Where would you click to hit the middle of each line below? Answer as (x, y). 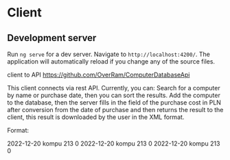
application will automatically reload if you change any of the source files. (111, 62)
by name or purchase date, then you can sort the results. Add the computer (114, 95)
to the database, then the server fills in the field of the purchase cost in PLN (114, 103)
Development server (52, 38)
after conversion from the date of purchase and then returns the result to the (115, 110)
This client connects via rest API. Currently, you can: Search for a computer (114, 88)
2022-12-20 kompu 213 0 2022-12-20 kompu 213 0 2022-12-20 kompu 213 (114, 144)
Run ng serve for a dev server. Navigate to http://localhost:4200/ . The (109, 54)
